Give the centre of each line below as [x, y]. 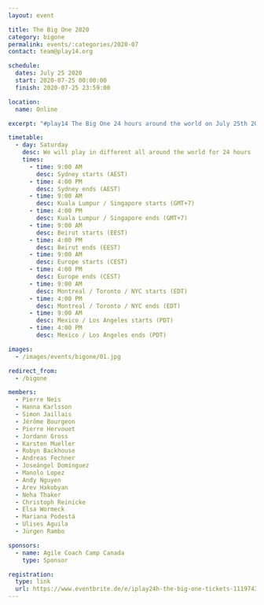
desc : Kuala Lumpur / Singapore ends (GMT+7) [112, 218]
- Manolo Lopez [40, 473]
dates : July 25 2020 [49, 73]
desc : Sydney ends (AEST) [79, 189]
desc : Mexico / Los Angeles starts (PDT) [105, 321]
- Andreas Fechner [46, 458]
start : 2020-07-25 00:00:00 [61, 80]
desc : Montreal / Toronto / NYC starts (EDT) [112, 291]
